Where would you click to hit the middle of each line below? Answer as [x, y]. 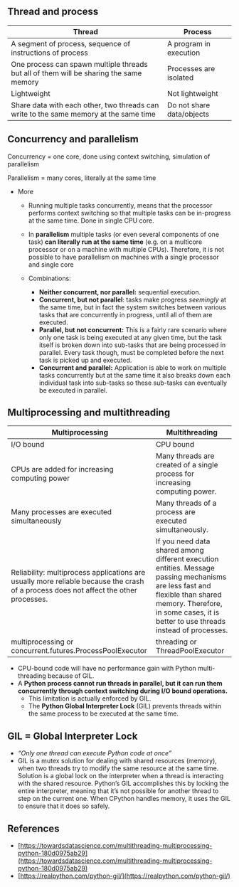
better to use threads [191, 622]
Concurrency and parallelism [73, 139]
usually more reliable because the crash [78, 581]
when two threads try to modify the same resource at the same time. [118, 768]
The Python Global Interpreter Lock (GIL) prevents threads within [125, 706]
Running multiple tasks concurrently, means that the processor [120, 205]
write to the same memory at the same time [84, 114]
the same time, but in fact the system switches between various [132, 307]
